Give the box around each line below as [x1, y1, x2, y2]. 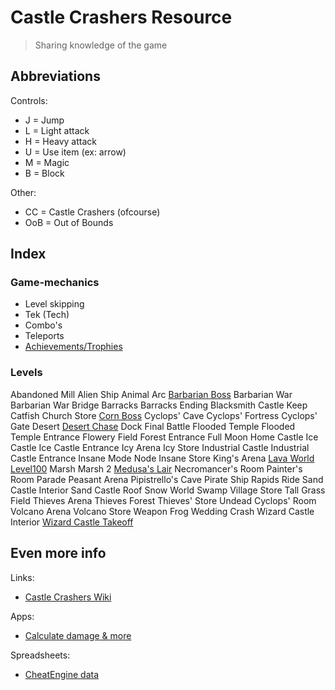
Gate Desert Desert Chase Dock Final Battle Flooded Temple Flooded [10, 420, 296, 432]
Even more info [10, 545, 107, 562]
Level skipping [24, 298, 85, 310]
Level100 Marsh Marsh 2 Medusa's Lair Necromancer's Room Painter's [10, 462, 303, 475]
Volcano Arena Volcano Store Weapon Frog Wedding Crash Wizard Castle [10, 505, 315, 517]
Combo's [24, 319, 63, 331]
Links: [10, 571, 35, 583]
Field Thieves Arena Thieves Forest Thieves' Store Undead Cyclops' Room [10, 494, 317, 506]
